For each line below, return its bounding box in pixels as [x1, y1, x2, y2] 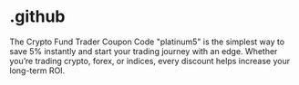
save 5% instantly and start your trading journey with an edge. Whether [9, 45, 278, 56]
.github [9, 6, 66, 27]
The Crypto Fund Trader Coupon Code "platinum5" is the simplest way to [9, 36, 285, 47]
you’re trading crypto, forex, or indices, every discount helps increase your [9, 55, 290, 66]
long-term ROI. [9, 65, 66, 76]
